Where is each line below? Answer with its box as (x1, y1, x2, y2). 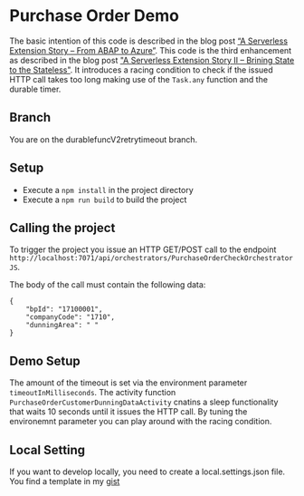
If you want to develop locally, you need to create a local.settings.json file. (9, 466, 286, 477)
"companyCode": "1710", (25, 313, 116, 322)
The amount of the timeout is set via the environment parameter (9, 377, 248, 388)
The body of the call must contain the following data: (9, 279, 206, 290)
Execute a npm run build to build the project (22, 194, 187, 205)
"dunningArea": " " (25, 321, 100, 330)
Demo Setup (9, 353, 81, 368)
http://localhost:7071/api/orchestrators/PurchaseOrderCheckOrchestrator (9, 254, 294, 263)
